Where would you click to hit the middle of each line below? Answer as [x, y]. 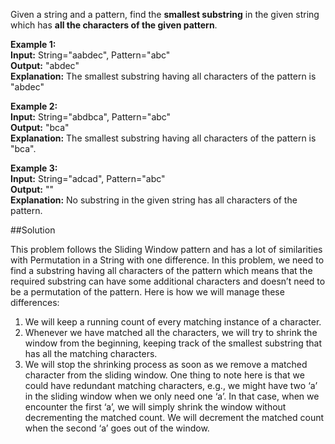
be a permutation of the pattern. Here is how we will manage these [147, 292]
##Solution [33, 230]
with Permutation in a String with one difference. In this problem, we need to [167, 260]
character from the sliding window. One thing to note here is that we [164, 375]
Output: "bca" [40, 127]
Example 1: [33, 44]
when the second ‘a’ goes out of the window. [117, 428]
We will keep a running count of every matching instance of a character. [173, 322]
